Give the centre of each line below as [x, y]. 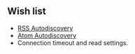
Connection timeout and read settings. [73, 43]
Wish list [27, 11]
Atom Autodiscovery [47, 35]
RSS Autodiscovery [45, 28]
